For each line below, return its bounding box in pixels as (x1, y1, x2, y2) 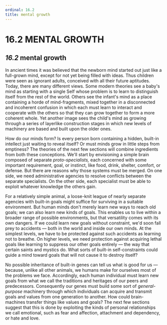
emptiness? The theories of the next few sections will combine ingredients (5, 146, 158, 152)
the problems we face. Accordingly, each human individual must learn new (5, 272, 159, 278)
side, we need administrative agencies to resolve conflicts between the (5, 173, 151, 179)
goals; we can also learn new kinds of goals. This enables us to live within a (5, 209, 161, 215)
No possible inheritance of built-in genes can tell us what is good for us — (5, 262, 158, 268)
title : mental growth (5, 12, 50, 17)
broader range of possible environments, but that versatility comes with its (5, 214, 158, 221)
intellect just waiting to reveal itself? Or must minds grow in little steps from (5, 141, 160, 147)
